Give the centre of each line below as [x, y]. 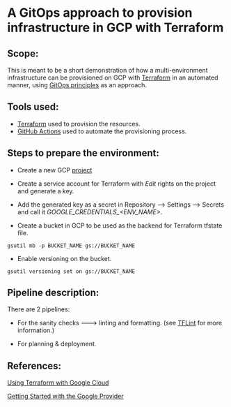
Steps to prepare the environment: [83, 153]
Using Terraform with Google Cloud [58, 383]
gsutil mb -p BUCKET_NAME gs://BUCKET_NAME [71, 246]
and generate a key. [46, 191]
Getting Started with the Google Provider [65, 397]
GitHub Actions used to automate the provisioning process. [102, 131]
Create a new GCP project [55, 170]
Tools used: [33, 107]
